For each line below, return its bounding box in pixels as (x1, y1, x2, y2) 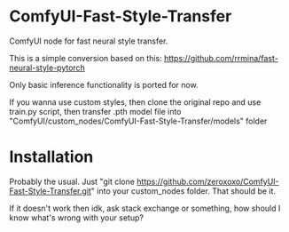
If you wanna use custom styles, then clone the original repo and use (9, 96, 262, 108)
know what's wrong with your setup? (9, 212, 144, 223)
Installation (9, 147, 94, 167)
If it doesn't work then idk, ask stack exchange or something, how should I (9, 203, 281, 213)
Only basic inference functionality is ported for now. (9, 79, 199, 90)
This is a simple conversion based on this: (9, 52, 162, 63)
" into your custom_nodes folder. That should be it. (90, 185, 277, 196)
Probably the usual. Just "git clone (9, 176, 136, 187)
